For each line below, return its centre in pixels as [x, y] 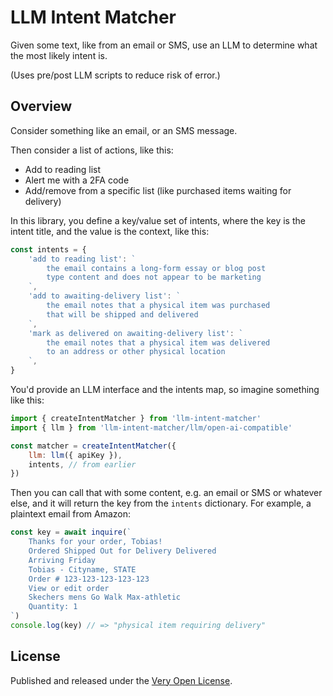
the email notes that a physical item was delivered [158, 342]
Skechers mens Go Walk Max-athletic [105, 597]
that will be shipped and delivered [122, 314]
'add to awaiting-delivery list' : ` [105, 296]
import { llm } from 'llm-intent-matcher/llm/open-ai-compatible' [151, 427]
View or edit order [69, 588]
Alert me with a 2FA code [77, 180]
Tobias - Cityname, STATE [82, 569]
